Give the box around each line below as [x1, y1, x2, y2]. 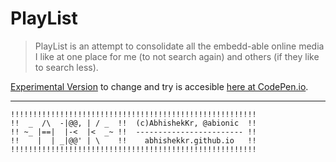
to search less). [34, 61, 99, 73]
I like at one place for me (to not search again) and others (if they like [34, 50, 320, 62]
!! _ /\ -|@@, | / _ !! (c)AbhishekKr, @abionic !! [10, 118, 257, 128]
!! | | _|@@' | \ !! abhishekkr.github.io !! [10, 135, 257, 146]
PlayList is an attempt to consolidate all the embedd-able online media [34, 40, 325, 52]
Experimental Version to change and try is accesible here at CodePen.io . [10, 80, 309, 92]
